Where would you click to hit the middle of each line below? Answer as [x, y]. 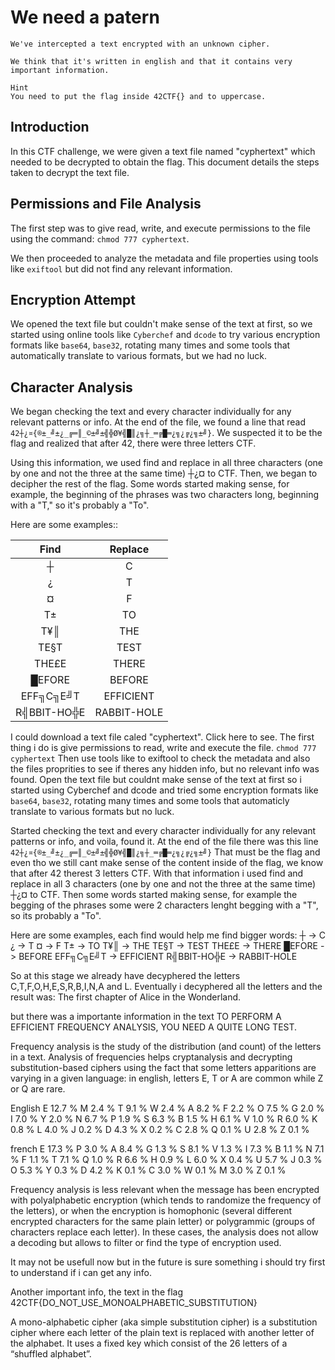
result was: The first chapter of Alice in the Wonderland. [126, 997]
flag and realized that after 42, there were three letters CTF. [133, 443]
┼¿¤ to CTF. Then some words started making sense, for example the [154, 895]
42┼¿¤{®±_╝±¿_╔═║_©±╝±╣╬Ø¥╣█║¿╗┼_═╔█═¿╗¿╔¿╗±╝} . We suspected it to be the [166, 433]
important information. [60, 70]
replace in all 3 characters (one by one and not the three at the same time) [163, 884]
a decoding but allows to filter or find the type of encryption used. [146, 1243]
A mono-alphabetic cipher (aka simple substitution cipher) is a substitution [164, 1322]
